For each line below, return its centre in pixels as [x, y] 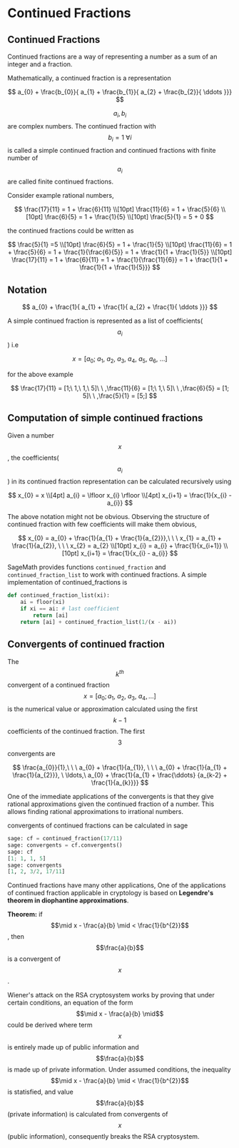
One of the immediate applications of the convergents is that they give [111, 797]
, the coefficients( [33, 458]
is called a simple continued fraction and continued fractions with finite [112, 150]
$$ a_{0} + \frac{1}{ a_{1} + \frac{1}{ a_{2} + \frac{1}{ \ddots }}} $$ [120, 307]
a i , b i [120, 114]
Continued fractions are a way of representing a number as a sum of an [112, 56]
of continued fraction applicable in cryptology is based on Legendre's [111, 893]
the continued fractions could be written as [71, 231]
